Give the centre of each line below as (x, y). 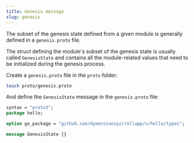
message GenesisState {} (36, 134)
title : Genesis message (35, 11)
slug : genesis (23, 17)
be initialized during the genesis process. (56, 64)
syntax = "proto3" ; (30, 108)
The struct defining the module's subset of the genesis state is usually (91, 51)
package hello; (25, 113)
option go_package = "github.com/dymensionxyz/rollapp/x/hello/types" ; (95, 124)
